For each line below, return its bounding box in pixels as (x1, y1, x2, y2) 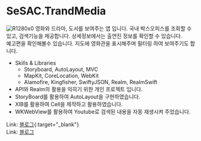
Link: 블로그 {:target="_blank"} (6, 121, 79, 128)
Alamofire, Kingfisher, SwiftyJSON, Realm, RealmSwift (23, 78, 158, 85)
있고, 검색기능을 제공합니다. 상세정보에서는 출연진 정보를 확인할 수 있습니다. (6, 32, 182, 40)
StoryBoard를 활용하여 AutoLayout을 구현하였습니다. (14, 93, 140, 100)
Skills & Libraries (14, 59, 56, 67)
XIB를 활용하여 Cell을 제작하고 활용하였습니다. (14, 100, 123, 107)
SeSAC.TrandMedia (6, 4, 106, 18)
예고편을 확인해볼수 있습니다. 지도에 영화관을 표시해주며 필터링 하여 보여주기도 (6, 40, 189, 47)
